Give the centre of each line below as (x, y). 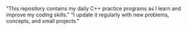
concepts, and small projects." (43, 21)
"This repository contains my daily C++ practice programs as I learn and (93, 9)
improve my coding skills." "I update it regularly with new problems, (88, 15)
